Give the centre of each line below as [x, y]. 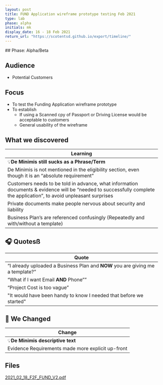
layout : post [18, 9]
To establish [24, 109]
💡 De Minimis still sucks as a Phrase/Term [57, 162]
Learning [81, 154]
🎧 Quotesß [23, 241]
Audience [20, 66]
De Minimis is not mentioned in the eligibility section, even [73, 170]
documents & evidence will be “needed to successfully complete [81, 190]
